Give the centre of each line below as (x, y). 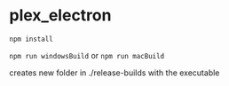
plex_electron (60, 16)
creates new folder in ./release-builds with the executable (114, 73)
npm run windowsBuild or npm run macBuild (87, 55)
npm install (31, 39)
